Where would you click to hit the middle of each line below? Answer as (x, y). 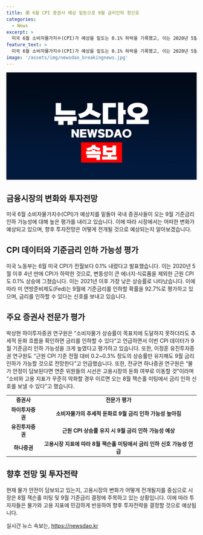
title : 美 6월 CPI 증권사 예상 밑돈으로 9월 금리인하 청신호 (73, 13)
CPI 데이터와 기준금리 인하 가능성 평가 (72, 250)
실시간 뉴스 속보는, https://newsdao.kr (52, 525)
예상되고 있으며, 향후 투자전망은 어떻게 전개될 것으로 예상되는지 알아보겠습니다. (99, 229)
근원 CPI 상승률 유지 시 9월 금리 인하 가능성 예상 (118, 430)
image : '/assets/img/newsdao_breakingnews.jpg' (67, 58)
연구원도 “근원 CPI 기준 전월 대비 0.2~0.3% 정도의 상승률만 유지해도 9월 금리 (103, 355)
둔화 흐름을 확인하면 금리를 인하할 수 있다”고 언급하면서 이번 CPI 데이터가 (103, 340)
